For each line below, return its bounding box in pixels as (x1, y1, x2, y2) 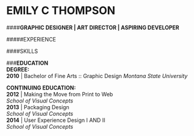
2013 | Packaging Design (6, 103, 70, 110)
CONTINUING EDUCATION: (6, 84, 76, 91)
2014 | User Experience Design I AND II (6, 116, 106, 124)
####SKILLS (6, 47, 38, 55)
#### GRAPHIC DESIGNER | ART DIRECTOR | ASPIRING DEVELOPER (6, 24, 179, 31)
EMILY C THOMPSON (6, 4, 116, 18)
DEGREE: (6, 65, 29, 73)
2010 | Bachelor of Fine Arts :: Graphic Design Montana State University (6, 72, 188, 79)
